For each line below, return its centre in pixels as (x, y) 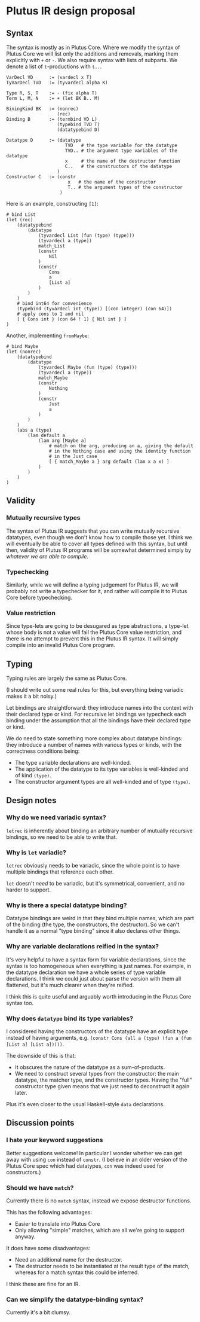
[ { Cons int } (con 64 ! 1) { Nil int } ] (72, 319)
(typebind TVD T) (79, 124)
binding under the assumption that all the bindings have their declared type (99, 720)
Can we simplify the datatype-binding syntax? (75, 1299)
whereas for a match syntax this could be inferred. (77, 1272)
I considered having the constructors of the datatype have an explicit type (97, 1031)
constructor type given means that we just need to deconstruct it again (102, 1086)
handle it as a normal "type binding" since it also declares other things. (93, 931)
